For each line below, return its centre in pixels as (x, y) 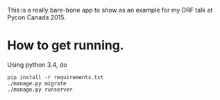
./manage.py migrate (37, 83)
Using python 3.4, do (37, 65)
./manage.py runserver (40, 90)
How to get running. (66, 45)
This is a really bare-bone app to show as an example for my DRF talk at (110, 10)
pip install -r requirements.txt (56, 77)
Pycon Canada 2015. (36, 17)
